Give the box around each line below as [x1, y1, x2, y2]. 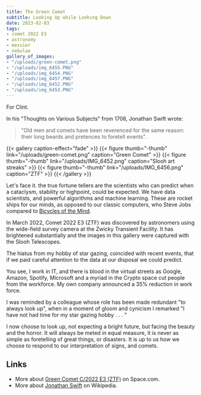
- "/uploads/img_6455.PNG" [6, 64, 74, 71]
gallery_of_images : [6, 53, 55, 59]
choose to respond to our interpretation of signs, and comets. [6, 342, 158, 349]
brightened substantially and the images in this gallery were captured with [6, 232, 190, 239]
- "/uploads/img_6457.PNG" [6, 76, 74, 82]
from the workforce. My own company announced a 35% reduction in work [6, 280, 193, 288]
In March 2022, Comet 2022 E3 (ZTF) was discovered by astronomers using [6, 219, 195, 226]
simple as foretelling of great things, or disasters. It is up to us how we [6, 336, 180, 343]
